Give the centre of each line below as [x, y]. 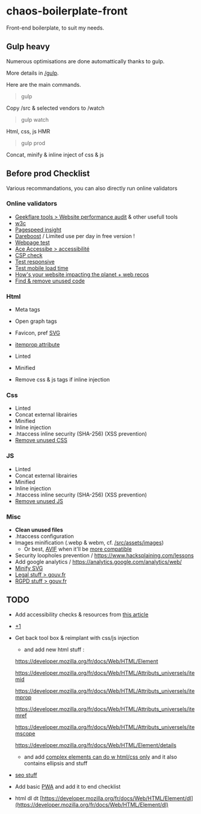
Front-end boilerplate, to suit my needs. [55, 28]
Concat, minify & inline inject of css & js [55, 154]
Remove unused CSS [41, 440]
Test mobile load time [42, 268]
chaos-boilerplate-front [67, 11]
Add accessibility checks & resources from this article [82, 614]
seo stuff [26, 775]
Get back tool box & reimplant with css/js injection [77, 637]
